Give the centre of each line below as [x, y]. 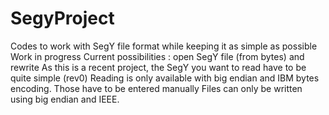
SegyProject [62, 18]
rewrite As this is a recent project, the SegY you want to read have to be [158, 67]
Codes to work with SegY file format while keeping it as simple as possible [164, 46]
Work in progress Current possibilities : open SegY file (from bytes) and [157, 56]
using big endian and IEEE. [65, 99]
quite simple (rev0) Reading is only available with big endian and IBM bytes [165, 78]
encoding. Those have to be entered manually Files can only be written [156, 88]
